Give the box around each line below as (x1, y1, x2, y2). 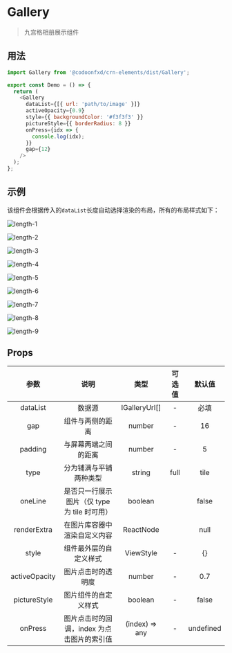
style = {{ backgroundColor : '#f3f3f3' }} (25, 114, 144, 120)
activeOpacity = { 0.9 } (25, 107, 85, 114)
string (131, 467, 151, 477)
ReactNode (123, 524, 159, 534)
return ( (13, 88, 39, 95)
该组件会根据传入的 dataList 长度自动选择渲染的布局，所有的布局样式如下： (7, 206, 220, 214)
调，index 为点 (64, 624, 112, 634)
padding (19, 444, 47, 454)
